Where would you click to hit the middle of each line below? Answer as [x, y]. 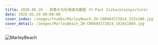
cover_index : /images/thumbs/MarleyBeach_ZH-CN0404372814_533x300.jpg [79, 19]
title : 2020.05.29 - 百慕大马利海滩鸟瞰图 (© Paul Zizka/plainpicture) [77, 10]
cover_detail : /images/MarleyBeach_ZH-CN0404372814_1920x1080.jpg [75, 23]
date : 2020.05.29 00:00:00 [33, 14]
